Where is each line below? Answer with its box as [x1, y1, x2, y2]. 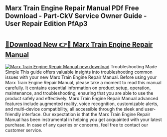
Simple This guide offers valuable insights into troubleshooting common [5, 69, 153, 75]
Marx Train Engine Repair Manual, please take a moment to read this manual [5, 80, 162, 85]
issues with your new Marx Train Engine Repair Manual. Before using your [5, 74, 157, 80]
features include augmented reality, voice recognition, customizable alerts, [5, 101, 159, 107]
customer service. [5, 127, 42, 133]
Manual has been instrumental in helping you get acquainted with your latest [5, 117, 162, 123]
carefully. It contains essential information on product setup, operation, [5, 85, 151, 91]
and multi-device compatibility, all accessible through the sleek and [5, 106, 144, 112]
